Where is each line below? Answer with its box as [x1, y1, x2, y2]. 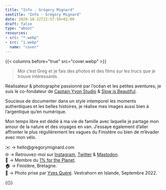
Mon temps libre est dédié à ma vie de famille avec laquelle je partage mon [5, 118, 159, 124]
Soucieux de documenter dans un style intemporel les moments [5, 98, 136, 104]
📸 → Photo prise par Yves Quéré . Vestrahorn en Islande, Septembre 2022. [5, 169, 158, 175]
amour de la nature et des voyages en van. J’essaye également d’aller [5, 123, 149, 129]
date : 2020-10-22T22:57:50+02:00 [5, 16, 75, 21]
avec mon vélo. [5, 134, 36, 140]
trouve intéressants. [17, 73, 59, 79]
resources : [5, 30, 28, 35]
